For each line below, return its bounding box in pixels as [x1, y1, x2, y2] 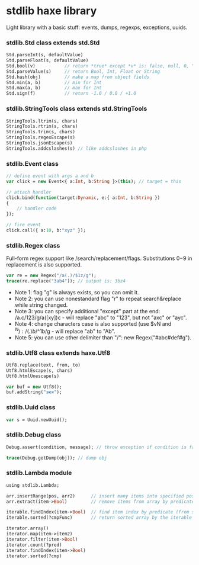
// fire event [6, 222, 41, 228]
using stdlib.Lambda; [6, 482, 60, 488]
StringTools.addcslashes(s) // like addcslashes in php [6, 145, 147, 152]
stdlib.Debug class [6, 431, 62, 439]
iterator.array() [6, 525, 49, 531]
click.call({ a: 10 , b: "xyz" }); [6, 227, 86, 233]
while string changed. [14, 301, 68, 309]
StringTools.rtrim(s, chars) [6, 123, 78, 130]
